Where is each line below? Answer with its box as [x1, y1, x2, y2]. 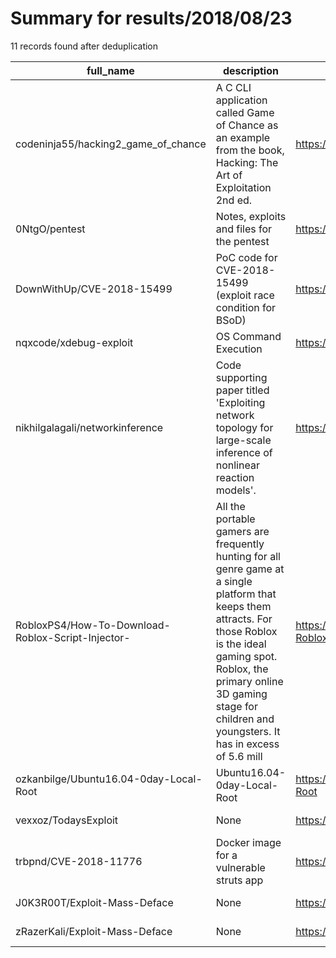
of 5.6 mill [215, 749, 263, 763]
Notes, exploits [215, 209, 287, 223]
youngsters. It [215, 724, 281, 738]
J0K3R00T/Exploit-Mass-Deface [15, 895, 174, 909]
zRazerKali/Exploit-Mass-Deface [15, 924, 173, 938]
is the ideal [215, 637, 267, 651]
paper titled [215, 383, 270, 397]
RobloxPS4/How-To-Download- [15, 618, 171, 632]
